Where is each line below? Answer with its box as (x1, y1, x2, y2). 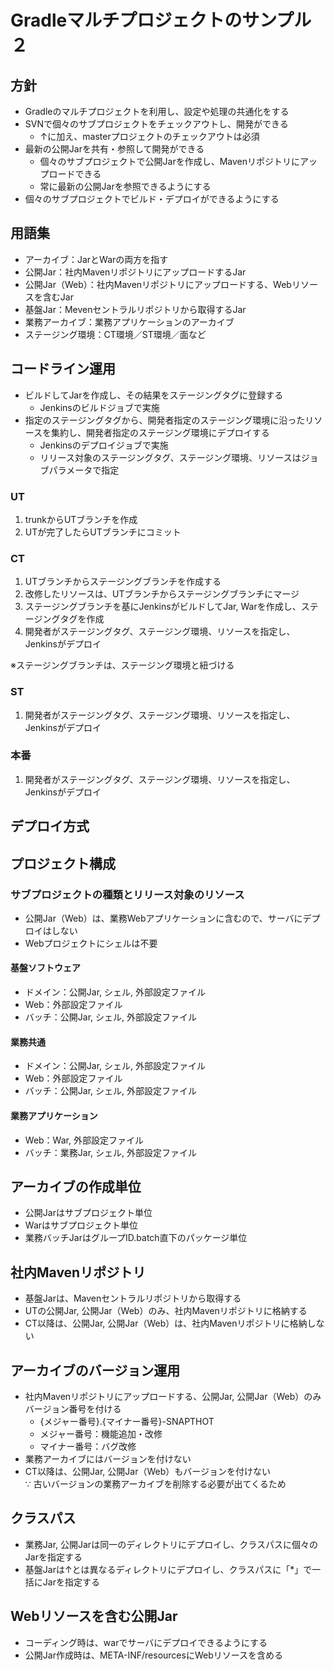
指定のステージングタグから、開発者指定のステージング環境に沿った (24, 414, 306, 426)
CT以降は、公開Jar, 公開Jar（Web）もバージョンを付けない (24, 1465, 271, 1477)
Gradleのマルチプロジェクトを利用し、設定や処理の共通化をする (24, 106, 290, 117)
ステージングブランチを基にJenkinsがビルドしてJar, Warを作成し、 (24, 601, 302, 613)
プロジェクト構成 (10, 855, 116, 872)
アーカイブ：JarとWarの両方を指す (24, 253, 169, 265)
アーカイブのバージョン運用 (10, 1362, 181, 1379)
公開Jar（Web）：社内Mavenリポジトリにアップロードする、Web (24, 278, 292, 290)
